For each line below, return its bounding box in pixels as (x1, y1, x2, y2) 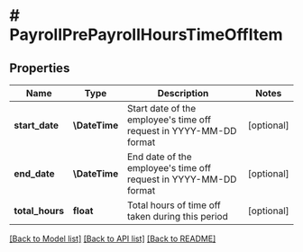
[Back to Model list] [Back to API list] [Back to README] (9, 233, 216, 244)
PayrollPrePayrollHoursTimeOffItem (9, 24, 283, 45)
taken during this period (126, 211, 228, 222)
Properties (9, 60, 70, 76)
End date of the (126, 150, 192, 163)
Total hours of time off (126, 199, 221, 211)
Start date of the (126, 103, 197, 114)
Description (157, 87, 209, 99)
